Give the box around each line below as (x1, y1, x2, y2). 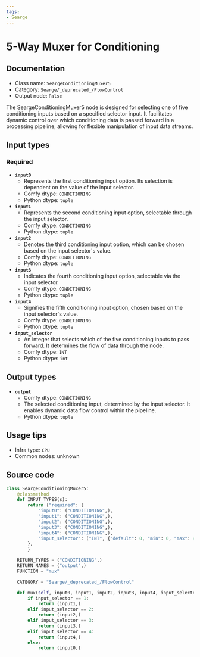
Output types (6, 372, 57, 382)
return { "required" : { (27, 502, 84, 508)
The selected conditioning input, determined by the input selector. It (23, 400, 190, 407)
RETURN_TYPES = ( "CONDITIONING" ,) (17, 558, 102, 563)
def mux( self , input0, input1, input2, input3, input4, (17, 590, 159, 596)
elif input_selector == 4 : (27, 628, 95, 634)
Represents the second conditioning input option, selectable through (23, 209, 192, 216)
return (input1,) (37, 601, 82, 607)
